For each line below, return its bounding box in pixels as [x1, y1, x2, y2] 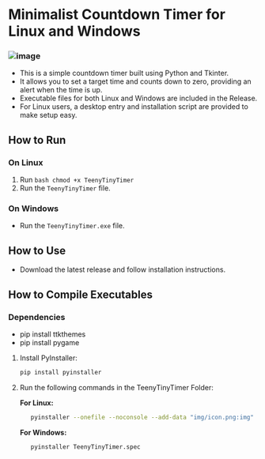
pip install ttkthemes [19, 329, 86, 339]
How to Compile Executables [8, 288, 153, 301]
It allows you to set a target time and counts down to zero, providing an [19, 77, 252, 86]
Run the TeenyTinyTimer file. [19, 183, 111, 193]
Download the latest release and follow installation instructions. [19, 265, 226, 274]
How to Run [8, 133, 66, 147]
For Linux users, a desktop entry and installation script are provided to [19, 102, 249, 111]
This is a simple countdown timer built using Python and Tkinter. [19, 69, 229, 78]
